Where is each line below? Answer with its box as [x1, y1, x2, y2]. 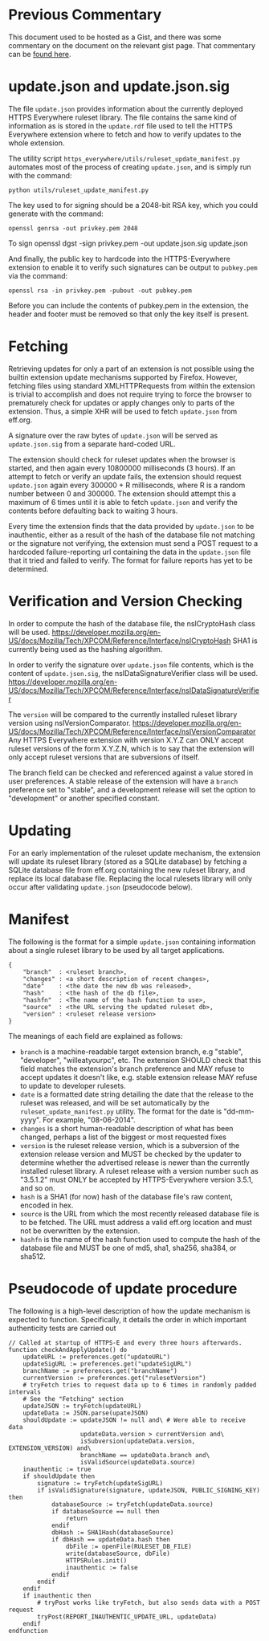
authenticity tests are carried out [8, 1323, 116, 1333]
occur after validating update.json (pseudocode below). [8, 882, 193, 892]
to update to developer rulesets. [19, 1081, 126, 1090]
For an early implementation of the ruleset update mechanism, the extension [8, 848, 261, 857]
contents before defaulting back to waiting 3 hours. [8, 506, 178, 515]
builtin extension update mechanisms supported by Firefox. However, [8, 372, 238, 382]
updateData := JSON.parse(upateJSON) [22, 1409, 149, 1417]
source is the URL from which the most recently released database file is [19, 1208, 259, 1218]
